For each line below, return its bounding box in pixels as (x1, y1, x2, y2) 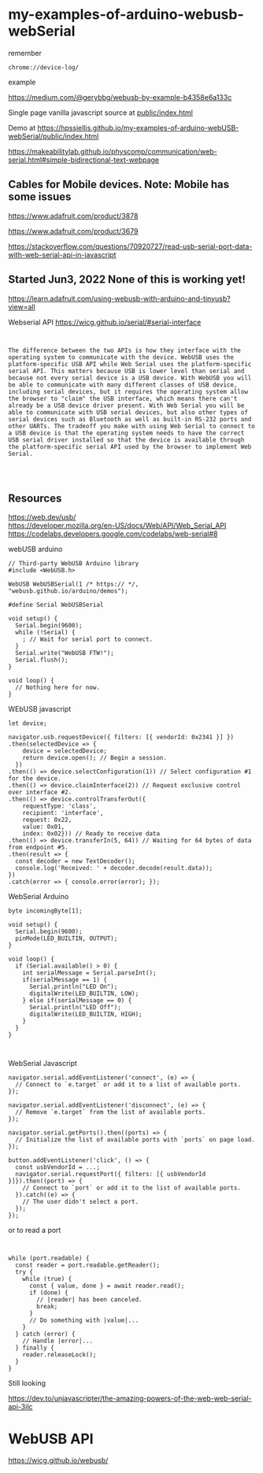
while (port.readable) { (8, 1254, 90, 1263)
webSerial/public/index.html (8, 131, 99, 141)
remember (8, 48, 42, 57)
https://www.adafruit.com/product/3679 (8, 226, 139, 235)
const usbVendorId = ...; (15, 1164, 101, 1171)
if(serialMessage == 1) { (22, 976, 108, 984)
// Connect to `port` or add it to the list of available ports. (22, 1184, 242, 1192)
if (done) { (28, 1289, 69, 1297)
